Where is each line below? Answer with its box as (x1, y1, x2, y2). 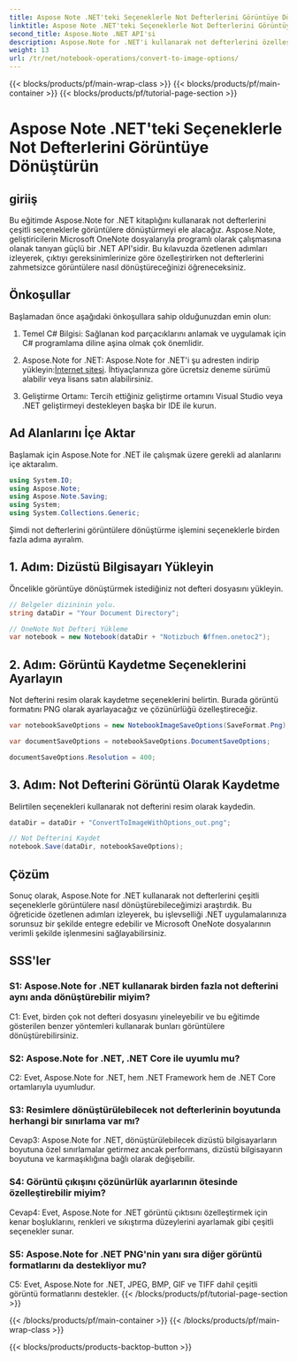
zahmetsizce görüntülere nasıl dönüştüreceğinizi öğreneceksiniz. (9, 262, 247, 273)
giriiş (9, 191, 38, 206)
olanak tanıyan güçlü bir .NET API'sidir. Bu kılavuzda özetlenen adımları (9, 243, 268, 253)
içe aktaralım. (9, 458, 58, 469)
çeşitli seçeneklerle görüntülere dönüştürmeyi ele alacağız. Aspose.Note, (9, 225, 276, 235)
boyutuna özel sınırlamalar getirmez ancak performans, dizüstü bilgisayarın (9, 1144, 283, 1155)
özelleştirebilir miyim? (9, 1187, 106, 1199)
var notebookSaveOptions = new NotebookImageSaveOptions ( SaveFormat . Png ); (9, 721, 291, 730)
